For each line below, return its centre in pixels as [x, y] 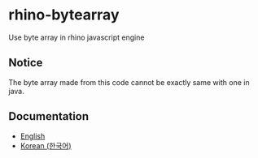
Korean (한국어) [46, 145]
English [33, 136]
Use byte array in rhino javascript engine [77, 37]
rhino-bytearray [64, 15]
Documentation [49, 116]
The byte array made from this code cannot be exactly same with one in [129, 82]
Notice [26, 63]
